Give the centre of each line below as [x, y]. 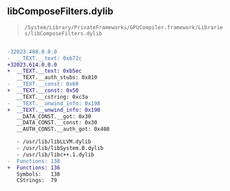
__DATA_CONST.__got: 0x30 [54, 116]
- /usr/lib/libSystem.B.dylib [60, 149]
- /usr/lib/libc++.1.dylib [55, 155]
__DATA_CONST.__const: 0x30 [57, 123]
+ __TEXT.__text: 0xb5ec [44, 71]
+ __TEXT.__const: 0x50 [43, 91]
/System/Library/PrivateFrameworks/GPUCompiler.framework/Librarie [123, 27]
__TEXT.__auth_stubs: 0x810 [57, 78]
